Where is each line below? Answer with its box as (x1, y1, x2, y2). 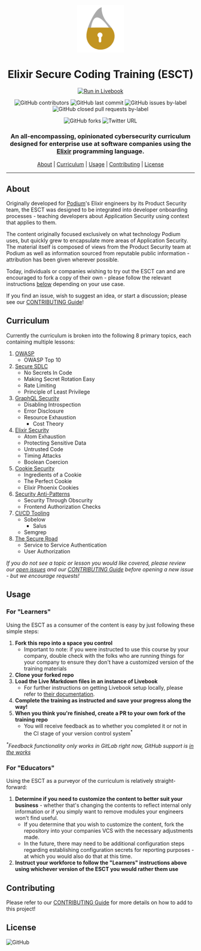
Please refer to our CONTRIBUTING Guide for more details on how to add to (6, 899, 193, 906)
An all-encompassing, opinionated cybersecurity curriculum (10, 132, 191, 140)
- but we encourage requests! (6, 572, 80, 579)
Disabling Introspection (23, 401, 81, 408)
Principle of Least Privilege (23, 388, 90, 395)
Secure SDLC (14, 362, 48, 369)
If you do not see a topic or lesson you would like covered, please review (6, 559, 186, 567)
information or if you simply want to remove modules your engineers (14, 808, 184, 815)
